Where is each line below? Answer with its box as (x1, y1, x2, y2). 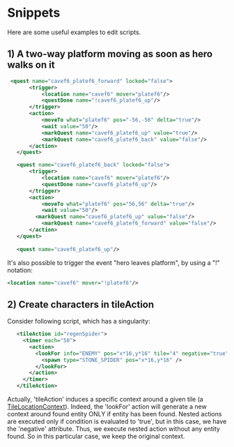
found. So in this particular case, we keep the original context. (7, 432, 185, 441)
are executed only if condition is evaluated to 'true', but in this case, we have (7, 417, 227, 426)
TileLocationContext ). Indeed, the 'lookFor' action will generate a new (7, 402, 207, 411)
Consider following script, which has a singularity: (7, 317, 150, 326)
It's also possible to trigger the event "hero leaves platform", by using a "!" (7, 258, 221, 266)
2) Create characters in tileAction (7, 298, 155, 310)
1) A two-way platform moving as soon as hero (7, 48, 213, 60)
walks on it (7, 59, 55, 71)
